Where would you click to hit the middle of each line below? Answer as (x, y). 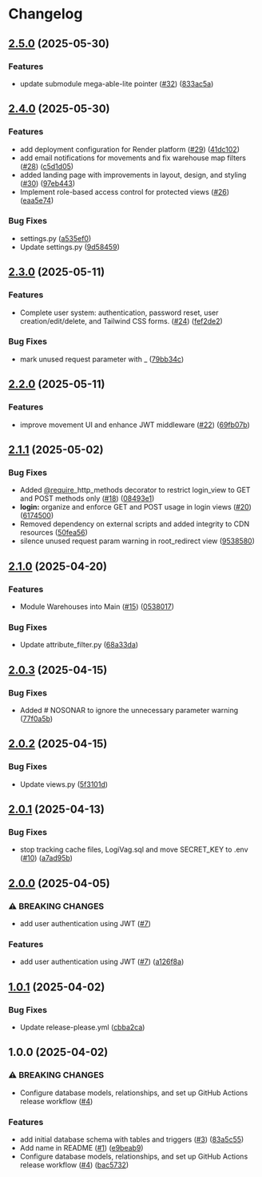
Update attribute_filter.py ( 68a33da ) (79, 645)
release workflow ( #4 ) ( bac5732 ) (74, 1165)
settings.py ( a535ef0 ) (56, 238)
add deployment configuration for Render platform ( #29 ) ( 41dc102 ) (130, 149)
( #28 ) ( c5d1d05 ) (47, 166)
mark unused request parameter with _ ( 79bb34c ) (102, 359)
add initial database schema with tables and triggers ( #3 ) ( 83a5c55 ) (132, 1139)
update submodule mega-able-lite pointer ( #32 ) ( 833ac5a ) (117, 83)
